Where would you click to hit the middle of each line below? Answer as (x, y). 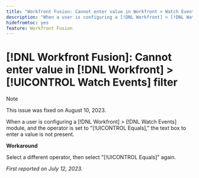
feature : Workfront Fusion (39, 28)
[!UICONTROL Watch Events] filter (92, 82)
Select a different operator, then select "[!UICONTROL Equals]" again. (91, 157)
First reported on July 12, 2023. (44, 169)
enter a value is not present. (40, 134)
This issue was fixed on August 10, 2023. (56, 111)
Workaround (22, 146)
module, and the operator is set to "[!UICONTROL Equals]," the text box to (96, 128)
